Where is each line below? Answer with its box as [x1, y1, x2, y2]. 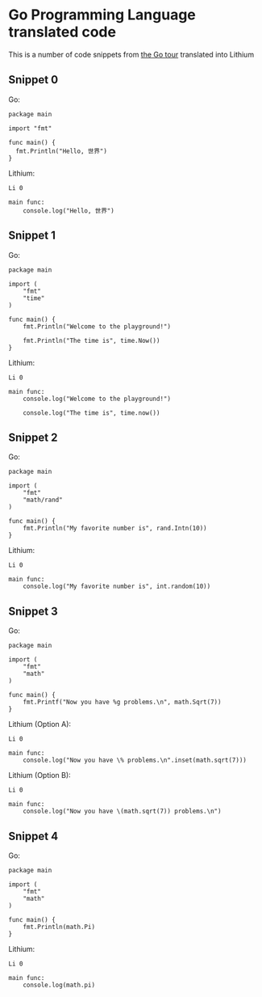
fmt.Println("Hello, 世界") [15, 147, 107, 155]
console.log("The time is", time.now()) [23, 408, 160, 417]
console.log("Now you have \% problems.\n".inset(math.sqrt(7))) [23, 756, 247, 765]
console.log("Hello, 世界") [23, 206, 114, 215]
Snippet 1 [8, 229, 56, 243]
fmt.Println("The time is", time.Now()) [23, 336, 160, 344]
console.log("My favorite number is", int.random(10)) [23, 582, 211, 591]
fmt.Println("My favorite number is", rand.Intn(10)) [23, 524, 207, 533]
